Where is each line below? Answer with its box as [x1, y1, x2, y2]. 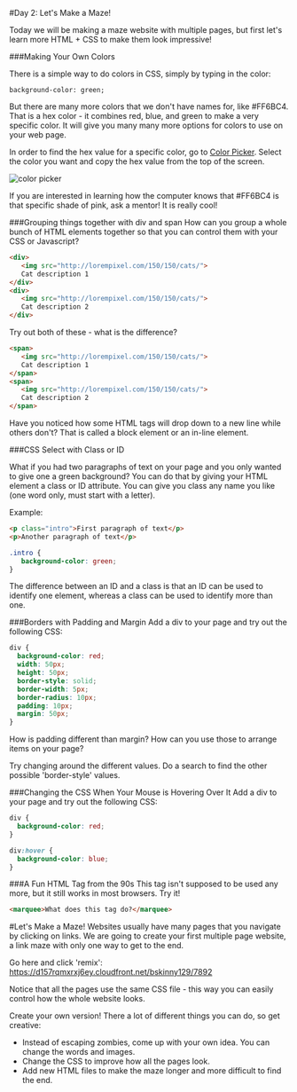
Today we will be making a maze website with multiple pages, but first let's [9, 25, 283, 35]
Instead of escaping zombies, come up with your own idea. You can [21, 1037, 270, 1048]
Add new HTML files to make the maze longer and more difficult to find [21, 1065, 282, 1076]
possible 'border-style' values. [9, 770, 121, 781]
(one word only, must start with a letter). [9, 490, 156, 500]
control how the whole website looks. [9, 994, 145, 1004]
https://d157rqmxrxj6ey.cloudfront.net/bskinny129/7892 [9, 967, 213, 978]
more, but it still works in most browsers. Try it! [9, 888, 181, 899]
